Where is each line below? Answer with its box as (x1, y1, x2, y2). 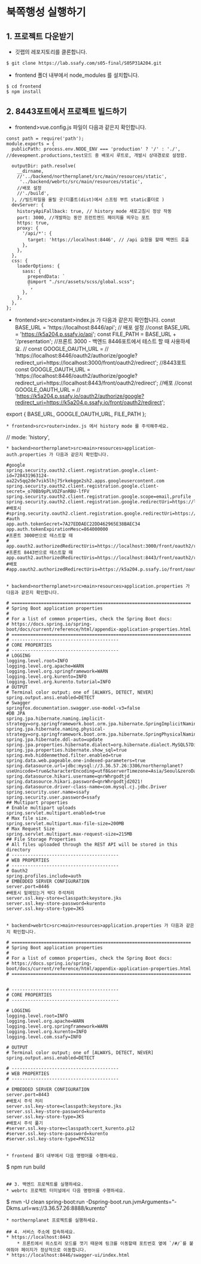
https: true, (17, 220, 50, 226)
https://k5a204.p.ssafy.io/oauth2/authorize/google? (17, 392, 145, 400)
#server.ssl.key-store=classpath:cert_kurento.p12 (6, 1125, 135, 1131)
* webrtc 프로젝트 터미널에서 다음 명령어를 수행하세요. (6, 1187, 126, 1194)
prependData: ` (28, 274, 66, 280)
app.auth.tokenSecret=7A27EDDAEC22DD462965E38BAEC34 (6, 521, 141, 527)
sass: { (22, 268, 42, 274)
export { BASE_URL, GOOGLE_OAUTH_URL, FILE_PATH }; (6, 410, 147, 418)
